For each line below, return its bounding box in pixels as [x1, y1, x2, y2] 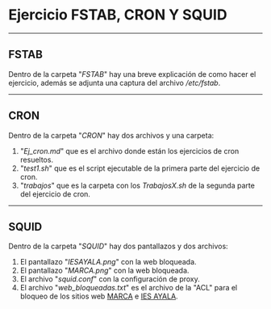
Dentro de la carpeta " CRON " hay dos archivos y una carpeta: [8, 130, 215, 140]
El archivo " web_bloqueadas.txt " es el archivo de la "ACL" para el [19, 283, 238, 293]
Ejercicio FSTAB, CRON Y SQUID [8, 6, 227, 24]
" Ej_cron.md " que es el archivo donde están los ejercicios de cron [19, 146, 240, 155]
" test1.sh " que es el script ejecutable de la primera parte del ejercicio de [19, 163, 261, 173]
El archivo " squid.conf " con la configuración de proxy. [19, 274, 200, 284]
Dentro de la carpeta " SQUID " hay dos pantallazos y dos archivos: [8, 241, 228, 252]
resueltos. [19, 154, 54, 164]
